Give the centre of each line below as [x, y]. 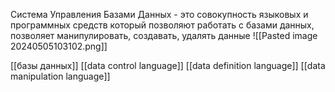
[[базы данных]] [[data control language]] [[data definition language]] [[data [168, 65]
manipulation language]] [60, 76]
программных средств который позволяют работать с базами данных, [162, 25]
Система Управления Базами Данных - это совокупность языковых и [159, 14]
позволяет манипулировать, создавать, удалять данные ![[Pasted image [164, 35]
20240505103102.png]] [59, 46]
